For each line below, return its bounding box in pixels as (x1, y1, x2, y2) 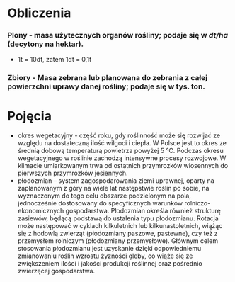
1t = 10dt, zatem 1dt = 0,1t (17, 55, 92, 64)
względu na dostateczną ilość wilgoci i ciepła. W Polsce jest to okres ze (17, 139, 227, 147)
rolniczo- (183, 199, 211, 208)
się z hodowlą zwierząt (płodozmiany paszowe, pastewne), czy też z (17, 229, 218, 238)
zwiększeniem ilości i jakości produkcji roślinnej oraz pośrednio (17, 259, 203, 268)
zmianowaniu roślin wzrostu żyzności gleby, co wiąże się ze (17, 252, 193, 260)
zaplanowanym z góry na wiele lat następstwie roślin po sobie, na (17, 184, 210, 193)
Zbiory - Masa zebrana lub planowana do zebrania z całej (7, 73, 208, 83)
